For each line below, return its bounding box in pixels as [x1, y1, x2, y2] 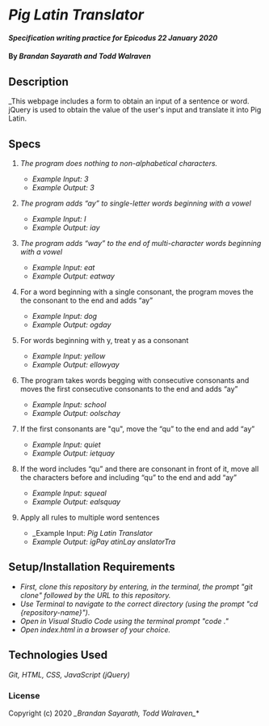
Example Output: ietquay [32, 448, 116, 458]
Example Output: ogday [32, 320, 111, 329]
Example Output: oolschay [32, 409, 121, 418]
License [8, 690, 40, 701]
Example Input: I [32, 214, 86, 223]
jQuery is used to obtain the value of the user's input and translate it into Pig [8, 105, 262, 115]
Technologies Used [8, 648, 107, 662]
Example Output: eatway [32, 271, 116, 281]
